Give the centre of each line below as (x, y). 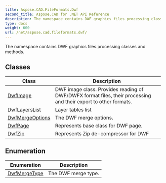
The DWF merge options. (84, 118)
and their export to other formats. (94, 101)
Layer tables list (73, 110)
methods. (15, 52)
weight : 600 (17, 28)
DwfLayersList (24, 110)
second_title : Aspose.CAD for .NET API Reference (57, 14)
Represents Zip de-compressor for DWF (102, 133)
